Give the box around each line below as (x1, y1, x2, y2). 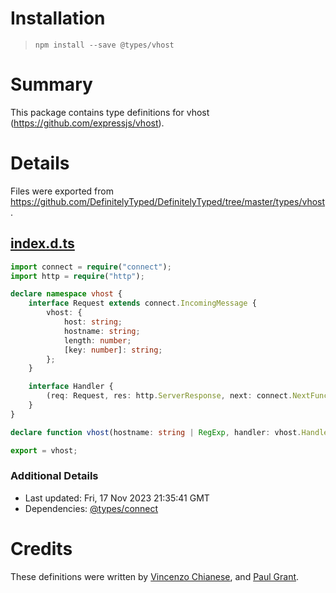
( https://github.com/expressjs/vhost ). (10, 117, 165, 129)
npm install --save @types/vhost (34, 40, 175, 50)
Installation (10, 7, 106, 30)
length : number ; (63, 335, 132, 346)
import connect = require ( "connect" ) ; (10, 262, 172, 272)
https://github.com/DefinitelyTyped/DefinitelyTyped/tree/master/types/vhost (10, 195, 326, 207)
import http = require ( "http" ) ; (10, 271, 145, 281)
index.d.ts (10, 235, 75, 252)
